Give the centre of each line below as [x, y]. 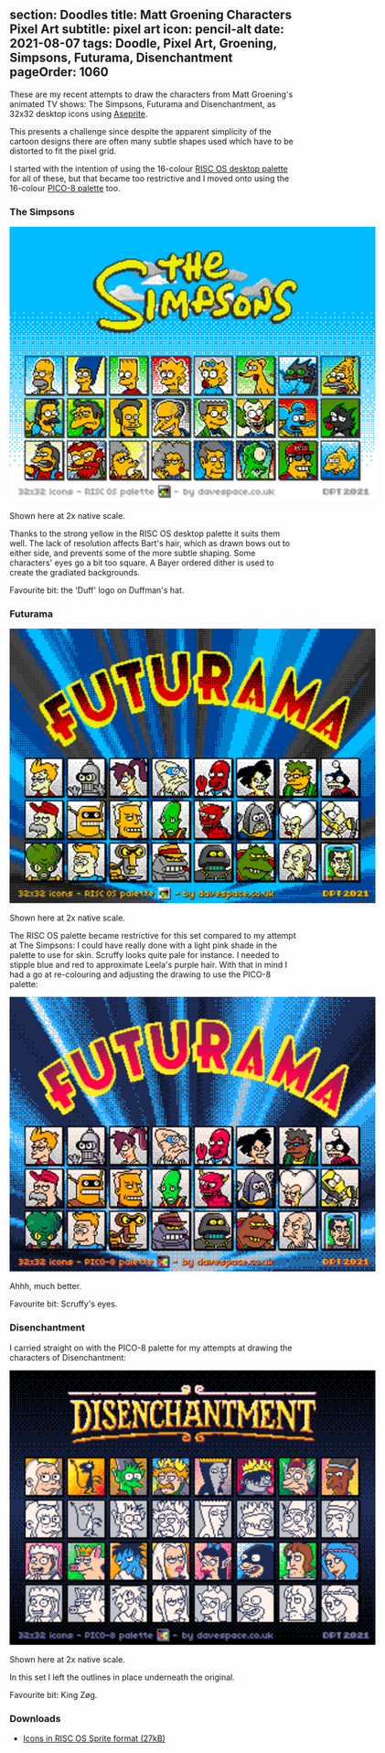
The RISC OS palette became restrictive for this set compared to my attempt [153, 936]
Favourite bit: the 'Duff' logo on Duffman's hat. [97, 590]
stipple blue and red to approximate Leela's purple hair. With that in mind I [149, 965]
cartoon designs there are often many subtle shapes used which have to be [152, 141]
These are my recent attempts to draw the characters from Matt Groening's [151, 94]
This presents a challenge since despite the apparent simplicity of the [140, 131]
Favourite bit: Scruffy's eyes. [64, 1304]
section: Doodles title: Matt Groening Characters [151, 15]
